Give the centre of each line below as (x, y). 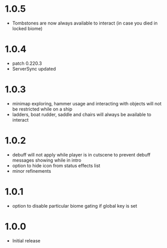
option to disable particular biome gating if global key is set (75, 206)
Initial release (26, 240)
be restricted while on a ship (42, 109)
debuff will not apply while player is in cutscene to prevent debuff (81, 154)
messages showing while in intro (47, 160)
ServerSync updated (34, 69)
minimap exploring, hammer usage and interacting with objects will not (87, 103)
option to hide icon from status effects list (56, 165)
